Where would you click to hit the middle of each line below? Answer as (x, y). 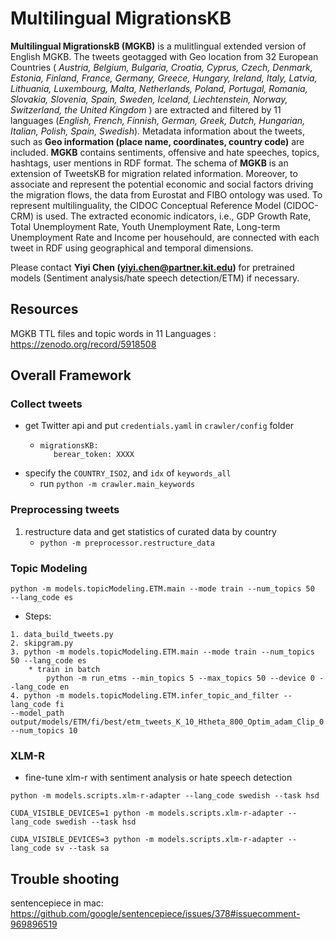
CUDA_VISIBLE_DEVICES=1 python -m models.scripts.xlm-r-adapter (147, 813)
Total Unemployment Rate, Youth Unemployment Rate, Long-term (145, 226)
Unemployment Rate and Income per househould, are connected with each (165, 237)
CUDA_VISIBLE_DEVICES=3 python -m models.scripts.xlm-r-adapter (147, 840)
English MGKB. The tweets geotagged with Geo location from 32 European (164, 56)
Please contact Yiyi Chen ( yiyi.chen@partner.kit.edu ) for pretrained (152, 267)
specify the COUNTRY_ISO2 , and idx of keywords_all (128, 473)
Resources (44, 309)
